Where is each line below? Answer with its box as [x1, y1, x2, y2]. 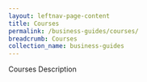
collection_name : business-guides [8, 42, 125, 50]
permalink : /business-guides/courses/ [8, 27, 139, 35]
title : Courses [8, 19, 60, 28]
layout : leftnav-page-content [8, 11, 111, 20]
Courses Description [8, 64, 77, 74]
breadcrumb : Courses [8, 34, 78, 43]
